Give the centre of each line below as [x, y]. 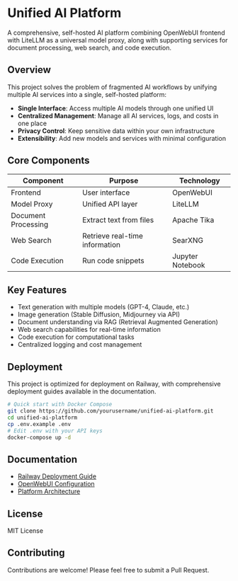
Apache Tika [193, 219]
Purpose [124, 180]
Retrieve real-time [113, 236]
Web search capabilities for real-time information [89, 330]
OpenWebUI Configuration [56, 484]
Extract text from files [118, 219]
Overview [29, 70]
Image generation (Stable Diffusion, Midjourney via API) [99, 315]
